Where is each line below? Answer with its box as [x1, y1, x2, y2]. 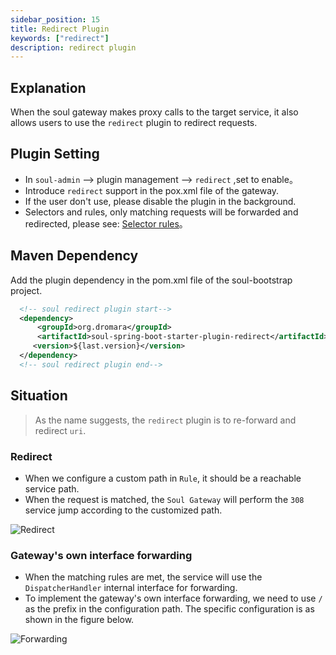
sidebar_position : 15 [10, 14, 101, 25]
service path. [24, 482, 80, 495]
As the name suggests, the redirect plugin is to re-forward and [34, 414, 297, 426]
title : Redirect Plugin [10, 24, 110, 34]
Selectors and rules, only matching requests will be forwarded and [24, 206, 299, 218]
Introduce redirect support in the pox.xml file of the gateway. [24, 184, 280, 196]
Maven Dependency [10, 247, 139, 265]
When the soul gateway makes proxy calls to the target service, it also [10, 106, 299, 118]
